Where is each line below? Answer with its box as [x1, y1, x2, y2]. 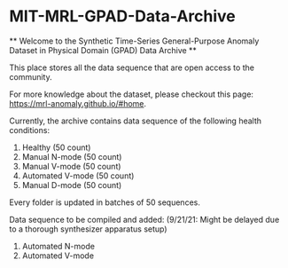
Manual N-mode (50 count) [21, 151, 122, 162]
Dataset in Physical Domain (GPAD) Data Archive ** [9, 44, 198, 55]
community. [9, 71, 52, 82]
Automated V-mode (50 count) [21, 170, 135, 181]
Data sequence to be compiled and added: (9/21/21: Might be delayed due [9, 214, 280, 225]
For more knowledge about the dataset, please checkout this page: [9, 89, 254, 99]
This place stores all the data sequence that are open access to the [9, 62, 255, 73]
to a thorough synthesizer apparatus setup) [9, 224, 167, 234]
